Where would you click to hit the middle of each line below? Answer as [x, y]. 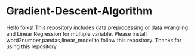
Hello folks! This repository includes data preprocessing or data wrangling [97, 27]
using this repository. [32, 46]
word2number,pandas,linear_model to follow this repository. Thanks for [94, 40]
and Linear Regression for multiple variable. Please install [77, 33]
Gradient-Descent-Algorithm [79, 11]
